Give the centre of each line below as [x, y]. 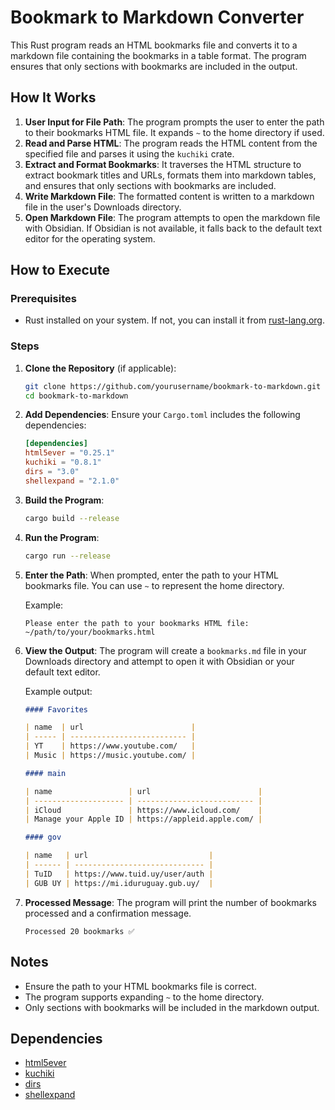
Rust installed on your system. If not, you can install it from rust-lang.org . [174, 320]
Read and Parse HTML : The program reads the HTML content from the [171, 143]
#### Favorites [56, 709]
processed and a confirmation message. [108, 913]
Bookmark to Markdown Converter [157, 17]
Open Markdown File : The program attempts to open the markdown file [172, 217]
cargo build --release [72, 518]
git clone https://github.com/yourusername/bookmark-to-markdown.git [173, 386]
